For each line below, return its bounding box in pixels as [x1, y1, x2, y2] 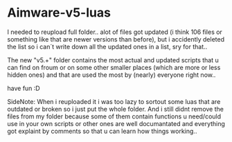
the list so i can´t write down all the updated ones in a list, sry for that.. [7, 42, 208, 51]
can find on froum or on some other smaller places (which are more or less [7, 63, 221, 71]
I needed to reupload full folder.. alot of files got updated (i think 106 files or [7, 28, 223, 36]
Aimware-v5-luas [7, 5, 111, 21]
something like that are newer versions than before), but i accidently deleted [7, 35, 225, 43]
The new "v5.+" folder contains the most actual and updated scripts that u [7, 55, 220, 64]
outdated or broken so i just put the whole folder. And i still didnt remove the [7, 105, 224, 113]
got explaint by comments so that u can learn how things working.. [7, 127, 197, 135]
